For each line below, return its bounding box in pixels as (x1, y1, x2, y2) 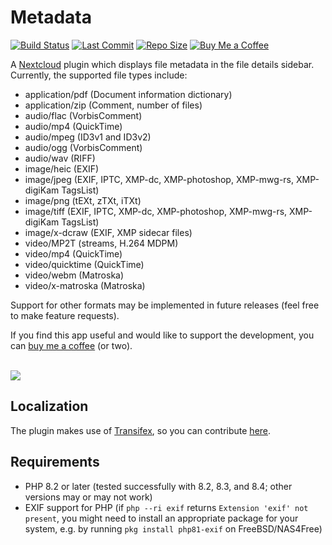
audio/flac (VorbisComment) (24, 109, 143, 121)
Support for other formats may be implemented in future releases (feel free (10, 299, 320, 311)
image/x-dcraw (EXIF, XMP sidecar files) (24, 226, 193, 238)
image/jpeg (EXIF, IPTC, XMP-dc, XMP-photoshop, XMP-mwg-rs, (24, 173, 295, 185)
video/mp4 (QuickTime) (24, 247, 123, 260)
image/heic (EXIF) (24, 162, 100, 175)
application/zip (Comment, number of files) (24, 99, 203, 111)
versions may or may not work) (24, 491, 153, 503)
